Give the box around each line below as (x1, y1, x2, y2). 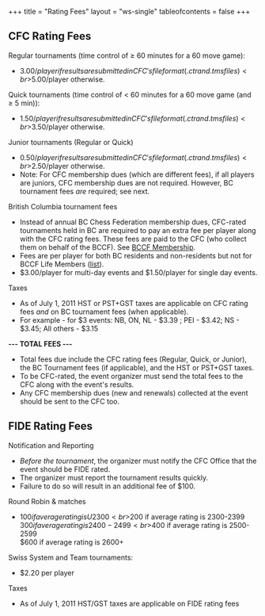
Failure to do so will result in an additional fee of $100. (19, 481, 196, 491)
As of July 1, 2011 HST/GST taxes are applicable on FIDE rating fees (19, 599, 240, 608)
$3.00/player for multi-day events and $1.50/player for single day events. (19, 267, 258, 277)
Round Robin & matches (8, 496, 86, 506)
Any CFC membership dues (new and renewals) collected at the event (19, 388, 248, 397)
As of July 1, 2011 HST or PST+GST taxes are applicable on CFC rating (19, 298, 248, 308)
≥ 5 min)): (8, 98, 40, 108)
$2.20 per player (19, 568, 75, 577)
